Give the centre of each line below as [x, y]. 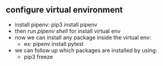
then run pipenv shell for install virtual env [67, 31]
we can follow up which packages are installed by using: [86, 50]
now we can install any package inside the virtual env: [83, 37]
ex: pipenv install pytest [54, 44]
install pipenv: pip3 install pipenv [56, 24]
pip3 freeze [38, 56]
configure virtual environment [64, 10]
